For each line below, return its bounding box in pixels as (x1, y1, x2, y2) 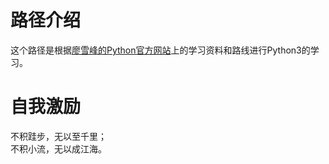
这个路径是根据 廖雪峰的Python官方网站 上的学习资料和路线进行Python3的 (10, 44, 311, 56)
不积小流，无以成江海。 (10, 142, 107, 155)
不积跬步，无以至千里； (10, 130, 107, 142)
